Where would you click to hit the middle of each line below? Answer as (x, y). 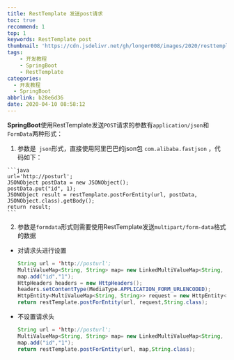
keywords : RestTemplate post (49, 40)
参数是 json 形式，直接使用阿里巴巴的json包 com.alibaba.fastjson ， (116, 148)
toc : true (22, 20)
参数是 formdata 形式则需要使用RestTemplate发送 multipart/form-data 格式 (122, 226)
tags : (15, 53)
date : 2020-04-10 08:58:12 (46, 104)
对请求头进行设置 (42, 250)
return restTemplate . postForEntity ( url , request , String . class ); (112, 303)
